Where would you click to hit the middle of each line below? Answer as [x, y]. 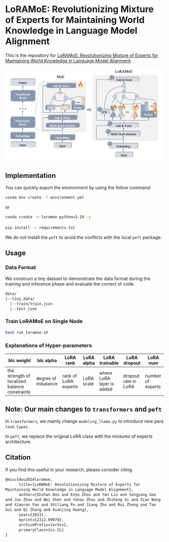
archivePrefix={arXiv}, [44, 525]
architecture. [18, 442]
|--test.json [23, 309]
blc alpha [47, 360]
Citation [18, 458]
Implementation [31, 176]
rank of [69, 376]
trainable [109, 363]
